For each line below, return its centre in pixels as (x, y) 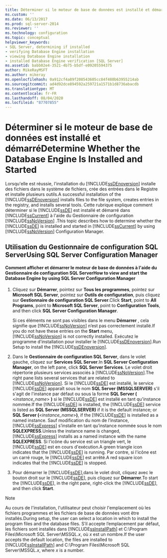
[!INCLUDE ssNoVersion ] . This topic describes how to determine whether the (83, 221)
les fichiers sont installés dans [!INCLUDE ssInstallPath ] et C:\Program (76, 529)
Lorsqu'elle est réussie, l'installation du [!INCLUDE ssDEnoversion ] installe (81, 184)
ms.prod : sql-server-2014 (32, 24)
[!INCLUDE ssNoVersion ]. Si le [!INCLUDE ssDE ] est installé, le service (83, 383)
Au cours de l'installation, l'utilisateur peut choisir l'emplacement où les (78, 508)
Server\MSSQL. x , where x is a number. (45, 550)
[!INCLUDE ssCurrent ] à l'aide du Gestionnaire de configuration (69, 216)
